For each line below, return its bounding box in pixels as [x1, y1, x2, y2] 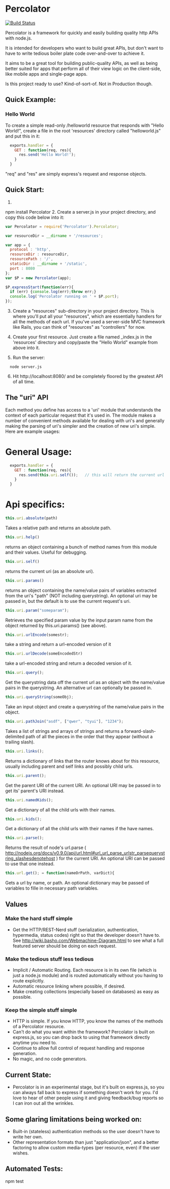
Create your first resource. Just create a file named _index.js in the [12, 334, 152, 340]
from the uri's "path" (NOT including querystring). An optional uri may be [5, 592, 157, 599]
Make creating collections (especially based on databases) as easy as [12, 989, 159, 995]
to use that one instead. [5, 861, 55, 867]
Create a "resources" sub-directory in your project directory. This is [12, 308, 155, 314]
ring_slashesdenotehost [5, 856, 55, 862]
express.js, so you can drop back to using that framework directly [12, 1034, 150, 1040]
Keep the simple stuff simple [5, 1007, 78, 1014]
